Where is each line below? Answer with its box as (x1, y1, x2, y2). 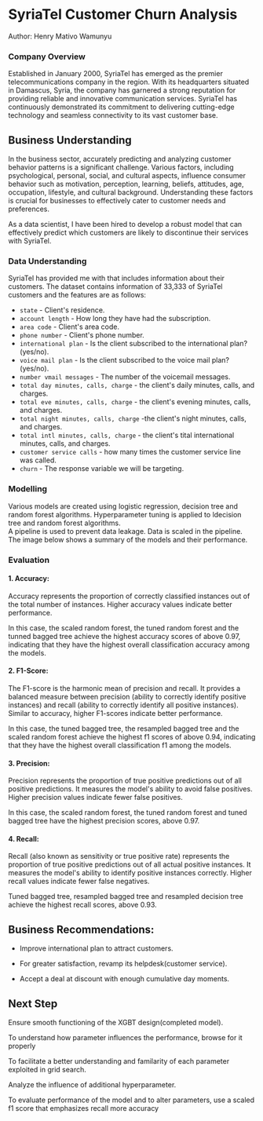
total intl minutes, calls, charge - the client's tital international (19, 430, 235, 440)
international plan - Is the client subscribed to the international (19, 339, 228, 349)
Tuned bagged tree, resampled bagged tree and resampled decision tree (8, 892, 243, 901)
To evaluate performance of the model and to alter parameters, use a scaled (8, 1095, 255, 1105)
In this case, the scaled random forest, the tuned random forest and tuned (8, 808, 247, 817)
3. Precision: (8, 758, 50, 768)
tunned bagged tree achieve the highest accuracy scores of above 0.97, (8, 631, 241, 641)
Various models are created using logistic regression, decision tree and (8, 501, 238, 511)
